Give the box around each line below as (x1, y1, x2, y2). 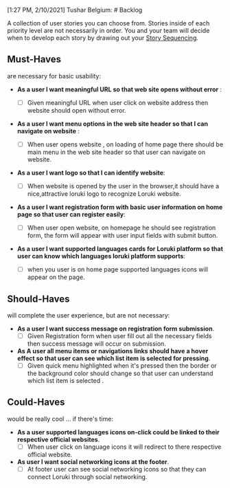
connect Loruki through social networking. (27, 473, 148, 480)
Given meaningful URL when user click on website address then (27, 98, 209, 107)
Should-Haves (7, 293, 70, 304)
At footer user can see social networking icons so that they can (27, 465, 207, 473)
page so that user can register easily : (16, 210, 126, 219)
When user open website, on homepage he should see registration (27, 223, 216, 232)
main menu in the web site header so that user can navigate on (27, 148, 206, 156)
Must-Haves (7, 54, 62, 65)
